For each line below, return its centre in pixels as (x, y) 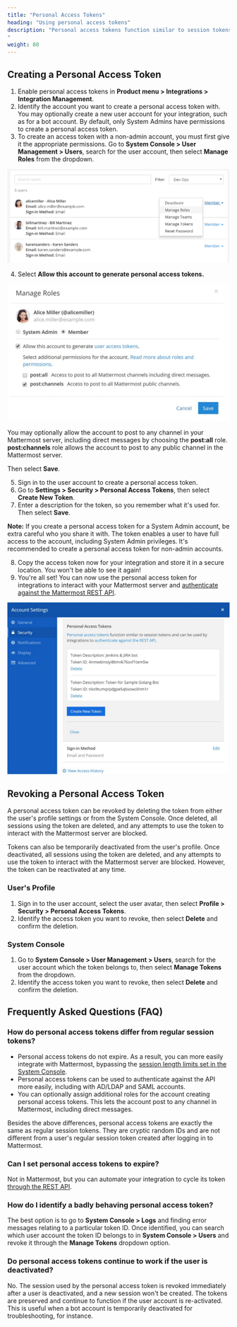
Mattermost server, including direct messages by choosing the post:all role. (117, 440)
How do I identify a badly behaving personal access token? (110, 1205)
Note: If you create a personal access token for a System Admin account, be (119, 526)
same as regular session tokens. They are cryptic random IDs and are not (114, 1130)
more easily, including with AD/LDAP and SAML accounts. (101, 1086)
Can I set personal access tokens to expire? (84, 1164)
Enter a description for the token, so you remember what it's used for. (119, 505)
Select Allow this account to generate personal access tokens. (111, 274)
